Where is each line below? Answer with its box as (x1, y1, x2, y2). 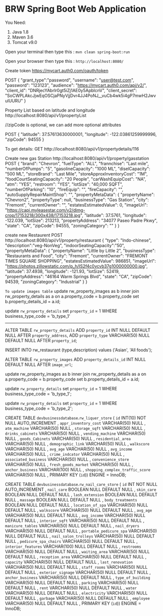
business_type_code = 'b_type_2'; (5, 405, 73, 411)
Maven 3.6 (12, 34, 33, 40)
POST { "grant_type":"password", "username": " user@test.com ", (5, 77, 134, 83)
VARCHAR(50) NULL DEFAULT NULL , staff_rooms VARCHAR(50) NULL (5, 564, 148, 570)
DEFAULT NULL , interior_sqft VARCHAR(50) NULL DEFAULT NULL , (5, 518, 145, 523)
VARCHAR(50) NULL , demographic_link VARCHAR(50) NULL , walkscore (5, 441, 150, 446)
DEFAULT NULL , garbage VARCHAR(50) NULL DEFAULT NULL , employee (5, 595, 150, 601)
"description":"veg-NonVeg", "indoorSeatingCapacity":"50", (5, 242, 125, 248)
